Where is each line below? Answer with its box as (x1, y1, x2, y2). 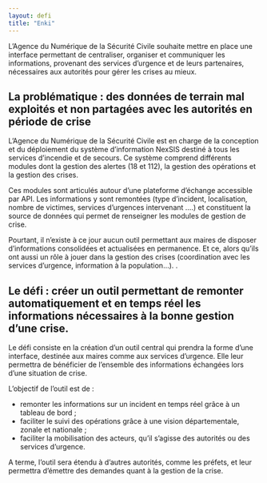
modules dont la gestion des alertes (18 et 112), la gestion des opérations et (8, 162, 256, 171)
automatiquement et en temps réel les (8, 296, 201, 310)
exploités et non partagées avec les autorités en (8, 102, 253, 116)
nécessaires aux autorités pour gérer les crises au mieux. (8, 66, 197, 76)
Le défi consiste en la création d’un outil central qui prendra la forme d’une (8, 343, 254, 352)
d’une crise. (8, 321, 70, 335)
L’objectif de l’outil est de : (8, 384, 94, 393)
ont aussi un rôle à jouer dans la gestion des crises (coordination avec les (8, 252, 250, 262)
